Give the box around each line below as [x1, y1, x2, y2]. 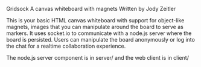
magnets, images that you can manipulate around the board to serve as [6, 24, 184, 30]
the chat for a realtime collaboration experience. [6, 42, 126, 49]
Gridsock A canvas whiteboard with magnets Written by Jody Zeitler [6, 5, 176, 12]
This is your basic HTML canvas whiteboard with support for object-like [6, 17, 185, 24]
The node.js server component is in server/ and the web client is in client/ [6, 54, 189, 61]
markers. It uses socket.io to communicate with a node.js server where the [6, 30, 192, 37]
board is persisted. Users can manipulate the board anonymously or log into [6, 36, 195, 43]
